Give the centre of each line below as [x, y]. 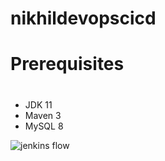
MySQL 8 [44, 126]
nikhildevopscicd [83, 18]
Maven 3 [43, 115]
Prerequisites [67, 64]
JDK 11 [38, 104]
